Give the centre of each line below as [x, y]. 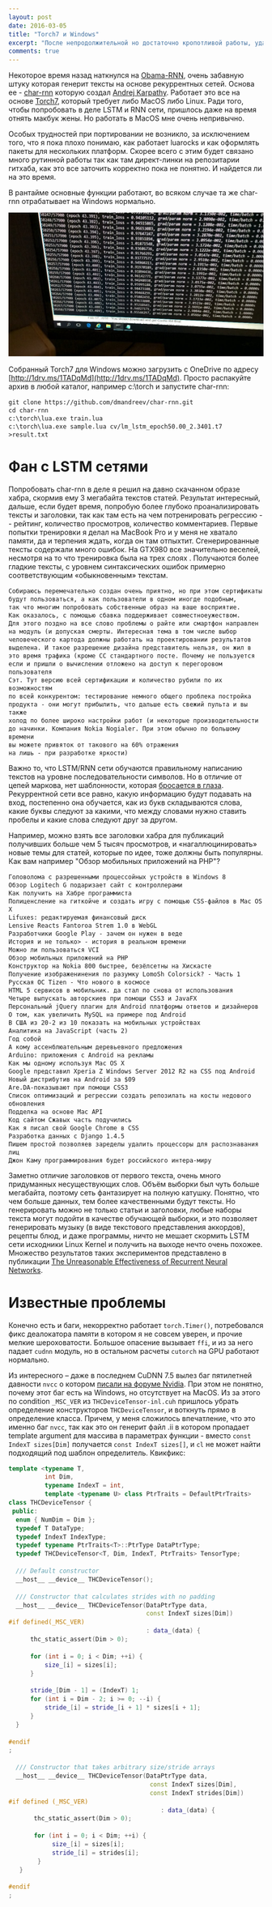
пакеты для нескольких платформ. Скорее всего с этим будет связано [131, 151]
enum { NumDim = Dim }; [55, 1520]
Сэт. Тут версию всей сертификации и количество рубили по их [115, 680]
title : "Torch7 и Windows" [54, 34]
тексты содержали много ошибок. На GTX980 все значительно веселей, [134, 549]
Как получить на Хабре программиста [70, 893]
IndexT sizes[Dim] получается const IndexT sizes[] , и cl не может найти [134, 1444]
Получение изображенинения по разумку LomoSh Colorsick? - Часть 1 [125, 974]
